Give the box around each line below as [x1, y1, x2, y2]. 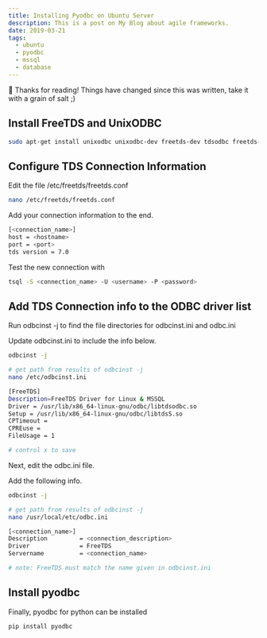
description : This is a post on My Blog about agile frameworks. [8, 19, 229, 27]
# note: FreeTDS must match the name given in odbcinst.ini [8, 564, 212, 572]
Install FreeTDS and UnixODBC [8, 117, 162, 130]
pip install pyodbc [8, 622, 73, 630]
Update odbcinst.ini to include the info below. [8, 336, 157, 346]
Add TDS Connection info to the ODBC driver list [8, 300, 252, 313]
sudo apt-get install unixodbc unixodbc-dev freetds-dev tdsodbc [8, 137, 229, 145]
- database [15, 64, 52, 72]
